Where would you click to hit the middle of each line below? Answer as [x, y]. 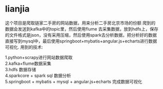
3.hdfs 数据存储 [21, 69]
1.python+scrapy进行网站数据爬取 [39, 57]
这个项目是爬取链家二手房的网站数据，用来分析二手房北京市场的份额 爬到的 [80, 23]
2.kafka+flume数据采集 [28, 63]
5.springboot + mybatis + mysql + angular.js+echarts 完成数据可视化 [74, 81]
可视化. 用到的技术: [24, 47]
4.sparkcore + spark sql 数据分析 [38, 75]
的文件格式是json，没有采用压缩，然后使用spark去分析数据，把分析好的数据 [81, 35]
